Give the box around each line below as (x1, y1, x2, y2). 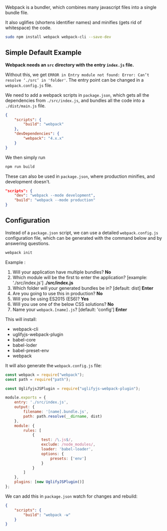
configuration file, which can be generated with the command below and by (5, 235, 162, 241)
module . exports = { (5, 395, 46, 400)
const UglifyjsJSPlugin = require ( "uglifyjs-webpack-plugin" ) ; (5, 386, 141, 391)
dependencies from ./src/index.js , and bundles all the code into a (5, 97, 145, 103)
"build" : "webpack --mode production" (14, 197, 96, 203)
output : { (14, 405, 35, 410)
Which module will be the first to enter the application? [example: (12, 274, 147, 280)
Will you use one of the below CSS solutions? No (12, 301, 114, 307)
